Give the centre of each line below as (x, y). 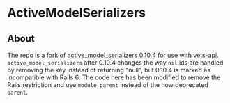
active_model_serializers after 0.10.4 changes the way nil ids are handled (115, 63)
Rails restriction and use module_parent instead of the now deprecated (108, 85)
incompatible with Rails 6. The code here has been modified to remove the (114, 77)
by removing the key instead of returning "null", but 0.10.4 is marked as (109, 70)
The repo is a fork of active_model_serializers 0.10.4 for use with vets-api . (113, 55)
